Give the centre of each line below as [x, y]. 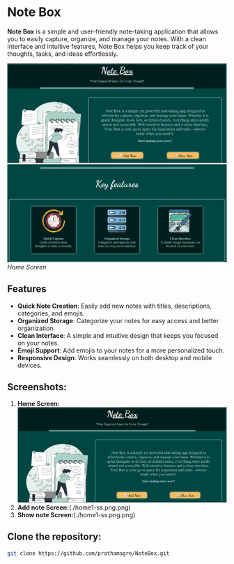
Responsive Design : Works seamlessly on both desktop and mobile [115, 357]
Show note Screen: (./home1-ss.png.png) [76, 514]
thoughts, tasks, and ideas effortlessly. [63, 54]
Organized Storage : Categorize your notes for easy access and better [118, 320]
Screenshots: [37, 387]
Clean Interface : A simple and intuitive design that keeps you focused [118, 335]
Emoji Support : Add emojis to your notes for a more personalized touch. [121, 350]
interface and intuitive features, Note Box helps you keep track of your [108, 46]
